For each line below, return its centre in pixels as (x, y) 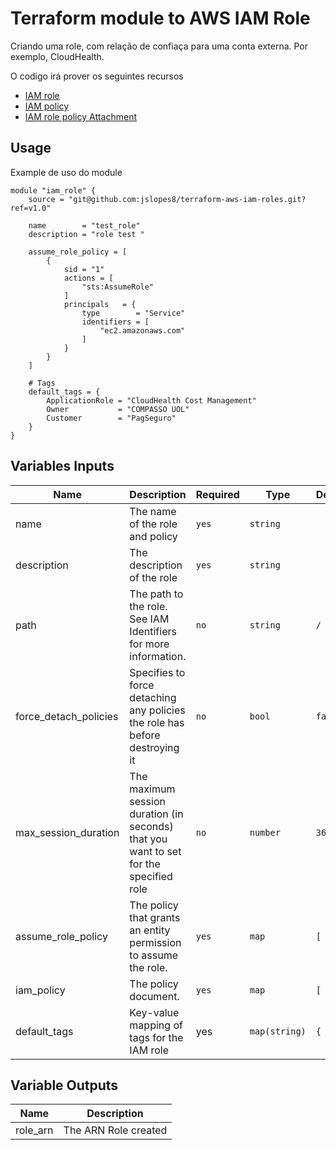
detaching (153, 697)
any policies (157, 710)
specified (151, 876)
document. (154, 996)
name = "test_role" (84, 225)
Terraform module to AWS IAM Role (160, 18)
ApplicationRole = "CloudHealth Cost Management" (151, 400)
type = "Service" (133, 313)
